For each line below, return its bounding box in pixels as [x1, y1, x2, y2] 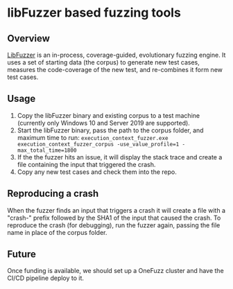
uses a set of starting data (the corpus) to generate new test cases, [7, 58, 200, 67]
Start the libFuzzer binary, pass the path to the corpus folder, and [17, 126, 204, 134]
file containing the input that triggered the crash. [17, 160, 156, 168]
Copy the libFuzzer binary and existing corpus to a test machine [17, 111, 200, 119]
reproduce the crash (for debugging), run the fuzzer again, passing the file [7, 220, 221, 229]
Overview [7, 33, 51, 44]
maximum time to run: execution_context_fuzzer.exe [17, 133, 169, 141]
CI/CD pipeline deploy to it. [7, 274, 85, 282]
